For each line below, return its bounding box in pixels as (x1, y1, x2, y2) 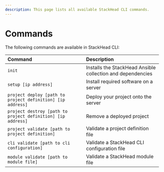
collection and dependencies (86, 70, 153, 77)
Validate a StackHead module (86, 153, 154, 160)
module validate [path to (7, 154, 68, 160)
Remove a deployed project (86, 113, 149, 119)
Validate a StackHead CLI (86, 139, 144, 146)
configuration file (86, 145, 125, 152)
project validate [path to (7, 126, 70, 132)
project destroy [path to (7, 108, 68, 114)
